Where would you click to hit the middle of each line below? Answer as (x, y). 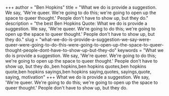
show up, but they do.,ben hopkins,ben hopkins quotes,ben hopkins (76, 66)
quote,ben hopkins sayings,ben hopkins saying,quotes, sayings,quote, (78, 72)
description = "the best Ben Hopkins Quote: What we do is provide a (76, 23)
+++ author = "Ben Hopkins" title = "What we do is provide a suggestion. (81, 7)
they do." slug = (22, 39)
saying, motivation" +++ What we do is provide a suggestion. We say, (77, 77)
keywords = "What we (141, 50)
